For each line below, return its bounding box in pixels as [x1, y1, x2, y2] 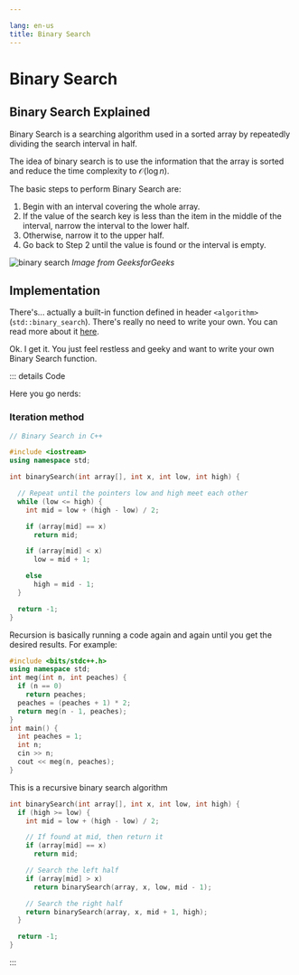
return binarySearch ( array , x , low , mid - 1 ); [33, 883, 212, 892]
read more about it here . [9, 327, 99, 337]
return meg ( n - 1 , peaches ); [17, 706, 127, 715]
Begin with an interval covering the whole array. [22, 201, 201, 212]
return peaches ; [25, 690, 88, 699]
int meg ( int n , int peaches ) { [9, 673, 127, 683]
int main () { [9, 724, 59, 733]
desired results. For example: [9, 639, 117, 649]
